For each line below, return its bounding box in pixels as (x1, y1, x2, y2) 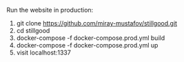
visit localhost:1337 (16, 48, 72, 56)
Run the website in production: (6, 6, 94, 14)
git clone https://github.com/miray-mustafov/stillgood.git (16, 19, 177, 27)
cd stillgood (16, 27, 50, 34)
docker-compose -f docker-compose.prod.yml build (16, 34, 165, 42)
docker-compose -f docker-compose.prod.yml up (16, 41, 159, 49)
